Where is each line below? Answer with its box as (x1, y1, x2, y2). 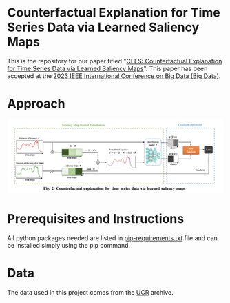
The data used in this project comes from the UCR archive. (7, 288, 174, 296)
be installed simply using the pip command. (7, 241, 131, 249)
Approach (7, 96, 65, 112)
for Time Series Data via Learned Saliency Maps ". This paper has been (7, 64, 208, 72)
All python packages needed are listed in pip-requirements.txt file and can (7, 233, 218, 242)
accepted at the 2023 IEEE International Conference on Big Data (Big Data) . (7, 71, 221, 80)
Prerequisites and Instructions (7, 211, 185, 226)
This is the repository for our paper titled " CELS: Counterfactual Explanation (7, 57, 222, 65)
